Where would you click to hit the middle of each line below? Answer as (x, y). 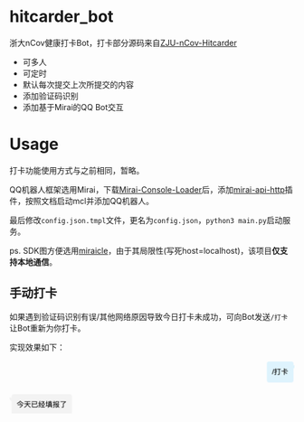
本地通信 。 (37, 262)
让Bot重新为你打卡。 (47, 328)
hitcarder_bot (62, 17)
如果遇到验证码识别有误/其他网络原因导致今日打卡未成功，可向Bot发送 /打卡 (149, 316)
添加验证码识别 (50, 96)
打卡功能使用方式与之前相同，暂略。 (77, 170)
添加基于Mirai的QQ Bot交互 (73, 107)
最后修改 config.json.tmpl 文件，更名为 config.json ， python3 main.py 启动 (146, 220)
